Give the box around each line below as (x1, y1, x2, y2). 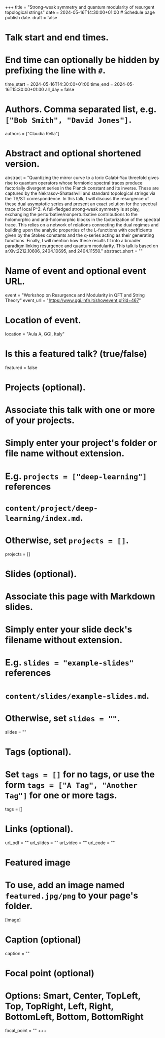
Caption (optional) (5, 934, 81, 945)
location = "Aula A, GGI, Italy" (5, 331, 65, 337)
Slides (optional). (5, 568, 77, 579)
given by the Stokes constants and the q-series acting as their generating (5, 232, 154, 238)
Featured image (5, 857, 70, 868)
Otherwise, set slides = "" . (5, 712, 120, 724)
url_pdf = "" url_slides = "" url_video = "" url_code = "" (5, 840, 115, 846)
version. (5, 158, 40, 170)
